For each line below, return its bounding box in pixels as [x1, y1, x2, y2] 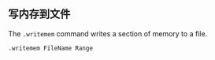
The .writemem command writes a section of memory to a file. [8, 28, 208, 38]
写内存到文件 [8, 7, 71, 21]
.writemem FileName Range [8, 44, 93, 52]
